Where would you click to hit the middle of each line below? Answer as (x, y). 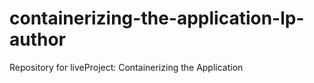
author (38, 39)
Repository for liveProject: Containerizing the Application (126, 67)
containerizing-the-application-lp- (157, 18)
